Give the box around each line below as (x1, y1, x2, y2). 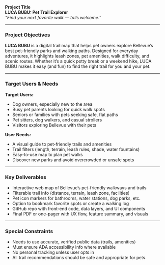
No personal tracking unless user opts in (12, 249, 94, 255)
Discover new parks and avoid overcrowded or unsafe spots (12, 157, 134, 163)
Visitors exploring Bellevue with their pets (12, 122, 97, 128)
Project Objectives (5, 31, 51, 38)
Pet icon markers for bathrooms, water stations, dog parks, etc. (12, 195, 141, 201)
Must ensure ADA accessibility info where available (12, 244, 116, 250)
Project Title (5, 4, 31, 10)
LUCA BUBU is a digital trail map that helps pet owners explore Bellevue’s (5, 43, 153, 49)
